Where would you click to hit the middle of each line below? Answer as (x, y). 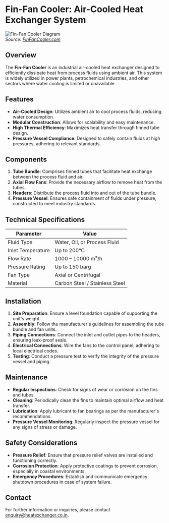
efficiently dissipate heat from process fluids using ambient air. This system (84, 73)
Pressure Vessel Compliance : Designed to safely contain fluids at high (86, 138)
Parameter (29, 234)
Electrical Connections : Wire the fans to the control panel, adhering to (86, 345)
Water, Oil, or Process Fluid (87, 242)
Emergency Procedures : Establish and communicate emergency (80, 476)
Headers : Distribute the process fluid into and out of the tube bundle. (84, 193)
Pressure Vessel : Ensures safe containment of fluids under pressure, (84, 198)
